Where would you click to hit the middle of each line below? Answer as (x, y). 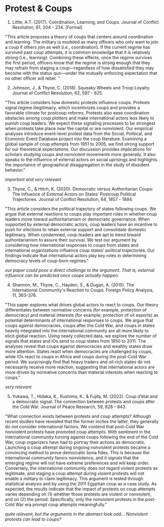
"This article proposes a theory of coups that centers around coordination (79, 37)
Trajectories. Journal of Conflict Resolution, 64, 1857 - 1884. (72, 199)
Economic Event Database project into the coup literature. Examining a (76, 139)
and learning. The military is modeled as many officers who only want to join (82, 42)
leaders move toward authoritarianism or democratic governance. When (78, 219)
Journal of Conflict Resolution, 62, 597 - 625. (58, 93)
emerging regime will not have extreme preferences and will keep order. (77, 463)
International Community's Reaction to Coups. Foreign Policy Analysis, (83, 290)
